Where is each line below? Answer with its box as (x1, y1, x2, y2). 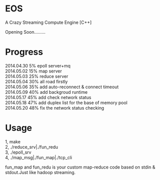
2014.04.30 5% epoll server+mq (5, 62, 71, 68)
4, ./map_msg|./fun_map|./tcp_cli (5, 154, 73, 160)
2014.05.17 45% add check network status (5, 94, 91, 100)
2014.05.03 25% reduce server (5, 73, 68, 79)
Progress (5, 47, 43, 58)
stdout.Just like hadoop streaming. (5, 169, 76, 175)
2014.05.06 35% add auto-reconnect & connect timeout (5, 84, 119, 90)
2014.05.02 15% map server (5, 68, 62, 74)
